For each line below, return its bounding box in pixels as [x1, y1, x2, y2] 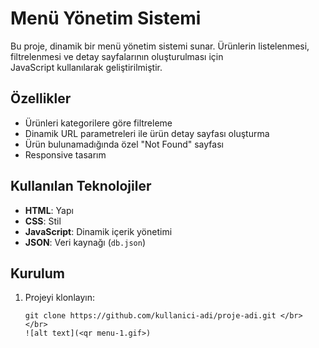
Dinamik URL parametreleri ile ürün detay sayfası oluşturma [24, 127, 270, 139]
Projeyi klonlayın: [24, 292, 95, 304]
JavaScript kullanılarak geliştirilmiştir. [10, 61, 163, 73]
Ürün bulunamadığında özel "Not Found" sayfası [24, 138, 224, 150]
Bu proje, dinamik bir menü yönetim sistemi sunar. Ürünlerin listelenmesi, [10, 40, 310, 52]
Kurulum [10, 265, 66, 282]
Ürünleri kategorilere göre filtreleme [24, 117, 173, 129]
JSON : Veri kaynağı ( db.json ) [24, 236, 147, 248]
